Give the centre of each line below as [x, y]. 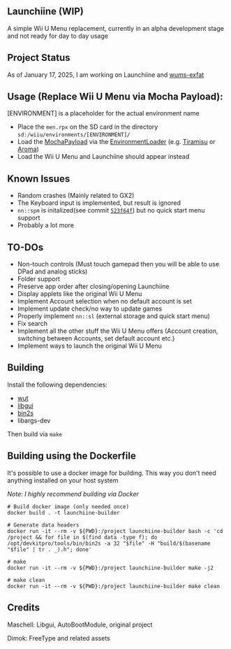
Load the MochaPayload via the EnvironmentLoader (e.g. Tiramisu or [116, 142]
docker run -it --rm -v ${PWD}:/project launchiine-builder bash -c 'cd [115, 531]
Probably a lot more [46, 225]
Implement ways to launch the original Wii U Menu [90, 346]
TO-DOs [25, 247]
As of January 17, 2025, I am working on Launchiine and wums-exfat [106, 74]
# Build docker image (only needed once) [68, 506]
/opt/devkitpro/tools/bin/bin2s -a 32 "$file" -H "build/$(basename [109, 543]
